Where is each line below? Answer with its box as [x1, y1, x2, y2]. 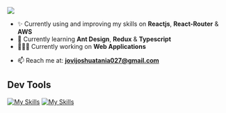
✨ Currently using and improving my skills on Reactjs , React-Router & [17, 20, 219, 28]
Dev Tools [7, 79, 51, 91]
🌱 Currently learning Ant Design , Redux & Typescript [17, 35, 172, 43]
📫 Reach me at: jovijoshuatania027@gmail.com [17, 56, 160, 64]
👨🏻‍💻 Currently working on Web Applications [17, 43, 146, 50]
